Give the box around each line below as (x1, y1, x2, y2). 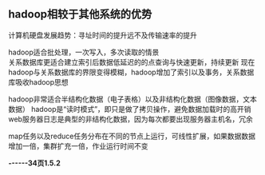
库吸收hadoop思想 (8, 77, 69, 86)
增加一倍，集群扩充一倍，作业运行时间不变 (8, 141, 148, 150)
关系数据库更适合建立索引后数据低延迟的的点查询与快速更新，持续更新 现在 (8, 57, 255, 66)
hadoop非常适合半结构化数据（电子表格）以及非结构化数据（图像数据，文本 (8, 94, 258, 104)
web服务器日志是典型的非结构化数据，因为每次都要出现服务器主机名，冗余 (8, 114, 253, 124)
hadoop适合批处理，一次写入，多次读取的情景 (8, 47, 160, 57)
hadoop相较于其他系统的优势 (8, 7, 152, 22)
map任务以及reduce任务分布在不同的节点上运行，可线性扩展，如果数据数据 (8, 131, 255, 141)
